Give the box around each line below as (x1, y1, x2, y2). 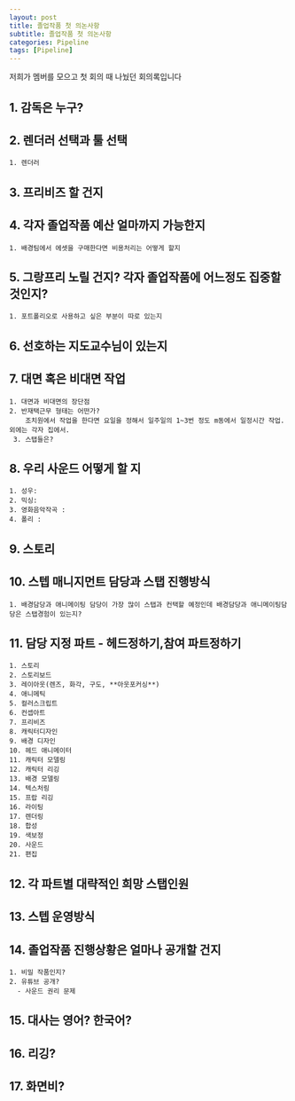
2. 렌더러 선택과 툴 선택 (9, 132, 128, 147)
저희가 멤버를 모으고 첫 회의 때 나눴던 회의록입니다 (9, 72, 182, 83)
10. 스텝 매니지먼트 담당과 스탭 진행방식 (9, 574, 211, 590)
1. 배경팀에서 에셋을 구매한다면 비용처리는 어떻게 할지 (9, 243, 181, 253)
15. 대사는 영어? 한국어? (9, 1013, 132, 1028)
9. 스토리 (9, 541, 56, 556)
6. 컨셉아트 (9, 709, 46, 718)
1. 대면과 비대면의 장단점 (9, 397, 90, 406)
